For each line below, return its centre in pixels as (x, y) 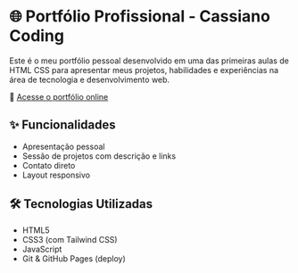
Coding (37, 36)
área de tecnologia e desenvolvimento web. (90, 79)
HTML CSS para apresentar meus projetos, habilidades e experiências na (144, 70)
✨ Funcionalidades (62, 125)
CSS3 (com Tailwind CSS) (70, 239)
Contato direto (49, 165)
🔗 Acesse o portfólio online (59, 96)
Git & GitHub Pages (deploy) (74, 258)
